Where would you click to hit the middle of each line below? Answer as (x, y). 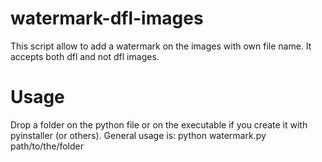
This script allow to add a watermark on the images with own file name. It (161, 46)
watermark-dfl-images (107, 18)
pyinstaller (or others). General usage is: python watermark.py (138, 135)
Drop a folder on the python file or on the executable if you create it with (159, 124)
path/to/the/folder (47, 146)
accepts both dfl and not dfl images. (85, 56)
